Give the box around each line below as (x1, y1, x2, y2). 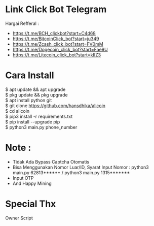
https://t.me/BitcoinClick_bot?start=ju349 (12, 36, 99, 42)
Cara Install (5, 70, 54, 81)
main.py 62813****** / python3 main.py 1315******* (12, 169, 130, 176)
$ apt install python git (5, 97, 52, 103)
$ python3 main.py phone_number (5, 124, 78, 130)
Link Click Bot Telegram (5, 4, 107, 15)
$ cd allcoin (5, 108, 30, 114)
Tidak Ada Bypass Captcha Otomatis (12, 158, 90, 165)
